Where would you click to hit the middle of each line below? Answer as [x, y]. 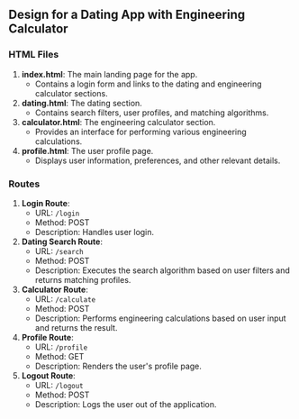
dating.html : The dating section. [82, 103]
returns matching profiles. [83, 279]
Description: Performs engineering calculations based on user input [160, 318]
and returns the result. [76, 327]
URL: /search [59, 250]
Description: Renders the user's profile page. [118, 366]
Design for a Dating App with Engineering [127, 15]
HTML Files [34, 55]
